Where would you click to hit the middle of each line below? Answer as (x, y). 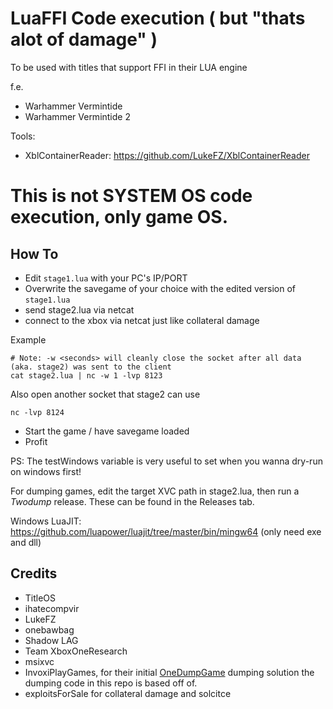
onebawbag (49, 629)
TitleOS (40, 598)
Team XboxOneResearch (76, 651)
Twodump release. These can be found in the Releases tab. (132, 501)
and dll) (26, 542)
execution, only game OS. (119, 217)
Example (28, 339)
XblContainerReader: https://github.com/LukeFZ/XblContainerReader (167, 155)
